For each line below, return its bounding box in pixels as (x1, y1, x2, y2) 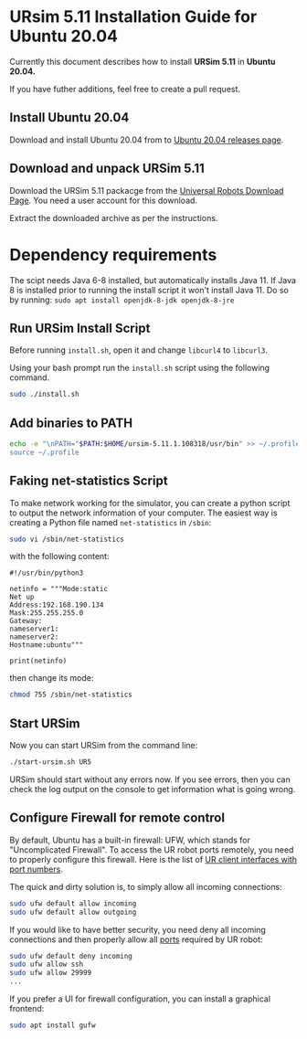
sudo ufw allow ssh (9, 959, 84, 970)
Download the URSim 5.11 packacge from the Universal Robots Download (9, 185, 284, 196)
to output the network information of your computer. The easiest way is (9, 507, 278, 518)
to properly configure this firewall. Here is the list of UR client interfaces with (9, 853, 298, 864)
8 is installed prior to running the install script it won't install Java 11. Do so (9, 284, 290, 295)
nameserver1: (9, 624, 59, 634)
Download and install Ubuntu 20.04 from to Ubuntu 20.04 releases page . (9, 134, 284, 145)
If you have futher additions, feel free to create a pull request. (9, 83, 240, 94)
